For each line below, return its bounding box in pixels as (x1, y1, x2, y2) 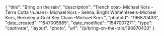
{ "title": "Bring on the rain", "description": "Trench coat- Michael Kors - (5, 4, 153, 10)
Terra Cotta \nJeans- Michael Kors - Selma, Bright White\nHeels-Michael (5, 9, 157, 15)
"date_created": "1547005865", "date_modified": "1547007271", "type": (5, 20, 152, 26)
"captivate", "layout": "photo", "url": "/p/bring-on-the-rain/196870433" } (5, 25, 155, 31)
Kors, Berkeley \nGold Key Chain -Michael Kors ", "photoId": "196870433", (5, 15, 159, 20)
